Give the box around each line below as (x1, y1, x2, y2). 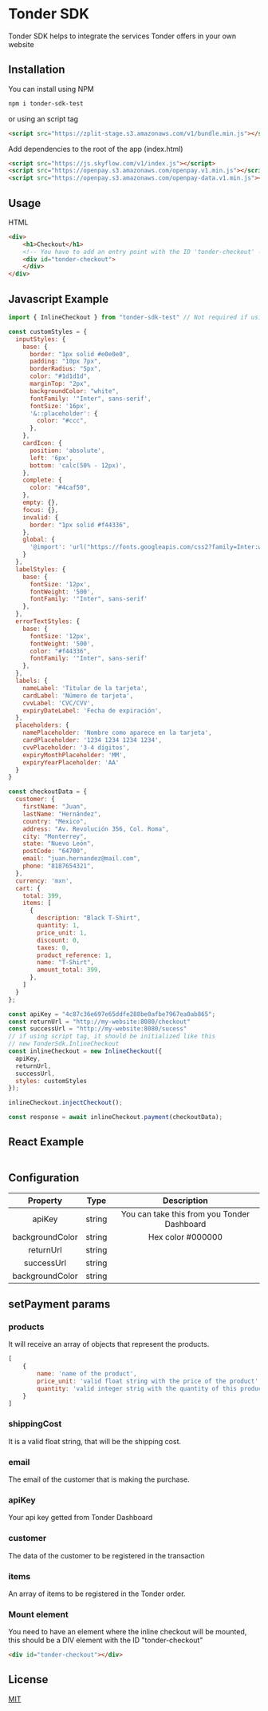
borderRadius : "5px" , (29, 365, 102, 373)
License (8, 1673, 49, 1686)
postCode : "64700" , (22, 848, 88, 855)
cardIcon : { (22, 439, 62, 447)
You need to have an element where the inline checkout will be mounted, (8, 1627, 247, 1637)
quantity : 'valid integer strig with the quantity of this (37, 1384, 238, 1392)
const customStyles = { (8, 328, 88, 335)
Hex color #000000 (148, 1231, 223, 1242)
